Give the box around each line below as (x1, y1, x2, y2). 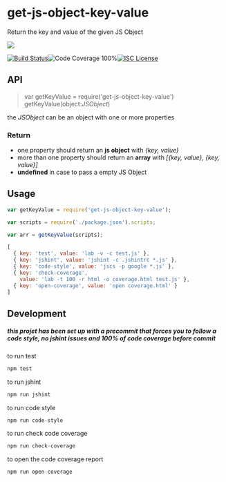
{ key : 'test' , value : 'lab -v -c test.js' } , (13, 250, 150, 257)
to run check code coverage (7, 430, 88, 438)
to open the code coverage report (7, 455, 104, 463)
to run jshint (7, 378, 41, 386)
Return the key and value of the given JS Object (7, 28, 144, 36)
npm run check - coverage (7, 443, 76, 450)
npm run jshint (7, 391, 51, 398)
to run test (7, 351, 37, 360)
